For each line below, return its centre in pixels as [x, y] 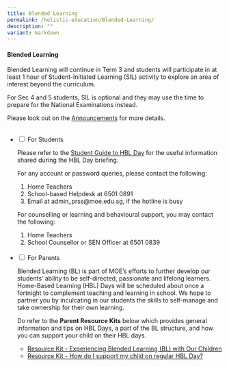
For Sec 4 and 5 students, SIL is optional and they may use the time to [106, 97]
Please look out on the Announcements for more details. [86, 118]
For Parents [43, 258]
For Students [45, 140]
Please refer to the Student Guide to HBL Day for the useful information [117, 153]
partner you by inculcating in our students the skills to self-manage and [118, 300]
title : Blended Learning [42, 13]
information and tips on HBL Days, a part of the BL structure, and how [115, 328]
